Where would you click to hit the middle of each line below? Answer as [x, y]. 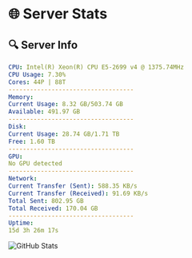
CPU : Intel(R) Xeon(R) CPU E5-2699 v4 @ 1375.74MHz [96, 67]
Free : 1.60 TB [32, 141]
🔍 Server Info [43, 45]
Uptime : [21, 223]
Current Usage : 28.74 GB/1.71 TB [64, 134]
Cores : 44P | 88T [37, 82]
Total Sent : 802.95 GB [46, 200]
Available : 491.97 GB [44, 112]
